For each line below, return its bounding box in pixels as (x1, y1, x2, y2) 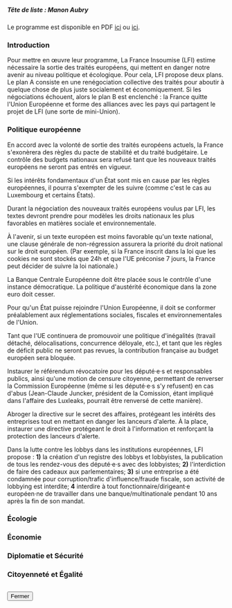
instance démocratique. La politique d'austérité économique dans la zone (7, 283, 217, 291)
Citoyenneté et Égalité (7, 570, 83, 580)
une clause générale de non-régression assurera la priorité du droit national (7, 240, 223, 248)
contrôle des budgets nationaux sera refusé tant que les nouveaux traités (7, 155, 217, 163)
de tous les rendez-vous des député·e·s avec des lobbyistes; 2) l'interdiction (7, 460, 226, 468)
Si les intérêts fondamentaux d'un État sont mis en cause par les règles (7, 176, 210, 184)
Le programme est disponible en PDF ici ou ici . (7, 23, 141, 31)
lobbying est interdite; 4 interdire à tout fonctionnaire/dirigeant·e (7, 482, 190, 490)
